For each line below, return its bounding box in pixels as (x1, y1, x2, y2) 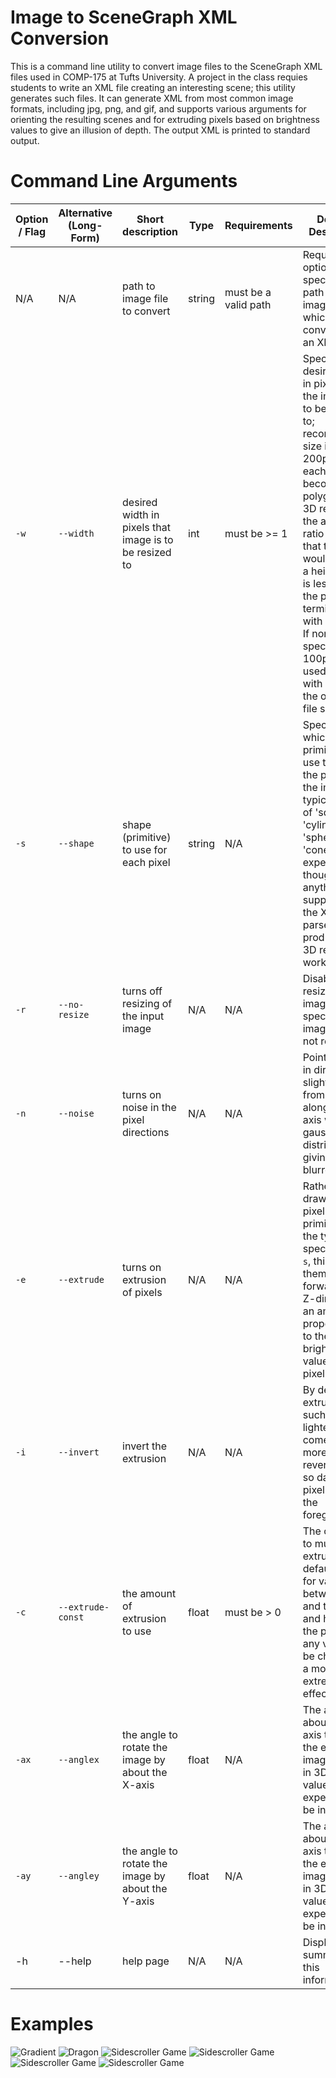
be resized (122, 545, 172, 559)
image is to (122, 532, 174, 546)
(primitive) (122, 830, 172, 844)
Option (15, 212, 49, 226)
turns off (122, 984, 163, 998)
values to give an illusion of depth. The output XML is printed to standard (10, 124, 311, 136)
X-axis (122, 1777, 155, 1791)
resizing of (122, 996, 173, 1010)
